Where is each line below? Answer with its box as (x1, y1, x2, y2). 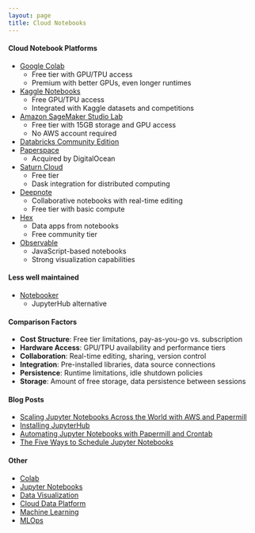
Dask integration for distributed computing (31, 179, 170, 188)
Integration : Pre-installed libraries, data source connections (19, 360, 216, 369)
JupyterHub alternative (31, 299, 107, 308)
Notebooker (19, 290, 59, 299)
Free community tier (31, 229, 97, 238)
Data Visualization (19, 490, 79, 500)
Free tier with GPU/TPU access (31, 69, 133, 79)
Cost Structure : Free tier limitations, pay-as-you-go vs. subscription (19, 334, 243, 345)
